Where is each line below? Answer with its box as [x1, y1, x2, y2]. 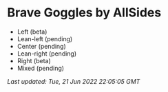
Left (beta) [17, 27, 48, 36]
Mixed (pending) [17, 64, 64, 72]
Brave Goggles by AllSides [7, 5, 162, 21]
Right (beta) [17, 56, 52, 65]
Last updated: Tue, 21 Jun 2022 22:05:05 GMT [7, 77, 140, 85]
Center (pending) [17, 42, 67, 50]
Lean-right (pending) [17, 49, 77, 58]
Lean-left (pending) [17, 34, 73, 43]
